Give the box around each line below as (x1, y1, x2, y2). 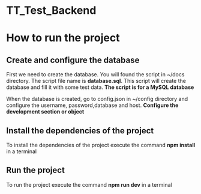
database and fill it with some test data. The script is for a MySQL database (6, 83, 194, 91)
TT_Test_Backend (6, 4, 97, 17)
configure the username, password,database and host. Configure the (6, 102, 179, 109)
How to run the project (6, 31, 120, 45)
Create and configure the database (6, 55, 140, 65)
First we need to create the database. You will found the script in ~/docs (6, 71, 185, 78)
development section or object (6, 108, 85, 115)
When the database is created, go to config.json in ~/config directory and (6, 95, 188, 103)
